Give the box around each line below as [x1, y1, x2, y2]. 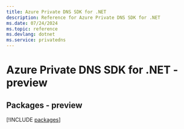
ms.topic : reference [6, 25, 59, 32]
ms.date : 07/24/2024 [6, 20, 59, 26]
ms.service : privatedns [6, 37, 66, 43]
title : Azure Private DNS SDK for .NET [6, 8, 107, 15]
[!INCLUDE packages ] [6, 116, 61, 123]
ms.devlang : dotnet [6, 31, 56, 38]
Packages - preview [6, 100, 83, 110]
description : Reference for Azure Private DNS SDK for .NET [6, 15, 161, 21]
